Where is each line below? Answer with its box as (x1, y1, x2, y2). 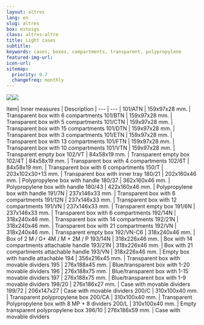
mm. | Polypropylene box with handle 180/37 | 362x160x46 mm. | (6, 177, 170, 184)
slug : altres (6, 20, 40, 26)
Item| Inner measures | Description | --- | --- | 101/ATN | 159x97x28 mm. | (6, 105, 191, 113)
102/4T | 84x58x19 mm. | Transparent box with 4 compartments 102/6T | (6, 157, 189, 165)
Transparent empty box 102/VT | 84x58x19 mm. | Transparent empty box (6, 151, 190, 158)
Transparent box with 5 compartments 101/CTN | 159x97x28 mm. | (6, 119, 173, 126)
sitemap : (6, 65, 29, 72)
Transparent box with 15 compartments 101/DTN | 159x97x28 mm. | (6, 125, 175, 132)
